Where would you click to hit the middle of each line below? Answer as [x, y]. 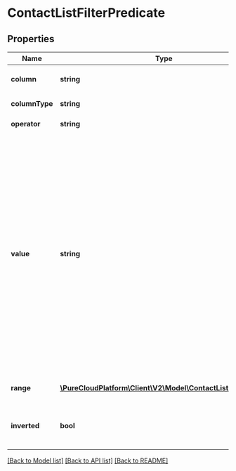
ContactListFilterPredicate [86, 13]
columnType [32, 104]
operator [26, 124]
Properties [31, 39]
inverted [25, 426]
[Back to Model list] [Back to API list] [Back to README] [88, 460]
